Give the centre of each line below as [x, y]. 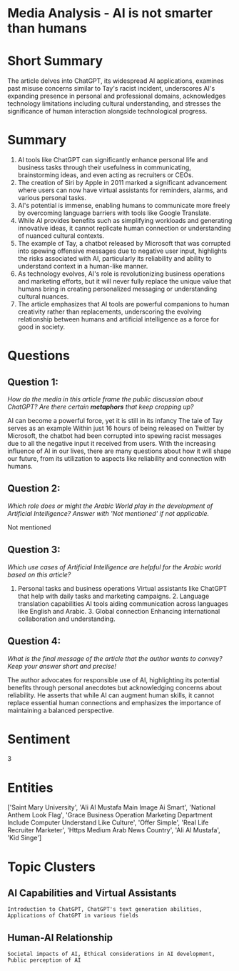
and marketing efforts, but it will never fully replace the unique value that [124, 282]
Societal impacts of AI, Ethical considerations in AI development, [111, 954]
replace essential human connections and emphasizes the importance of [114, 702]
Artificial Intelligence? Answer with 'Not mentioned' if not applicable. [108, 513]
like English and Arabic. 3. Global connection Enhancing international [119, 611]
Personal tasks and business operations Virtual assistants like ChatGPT [122, 588]
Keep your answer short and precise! [62, 666]
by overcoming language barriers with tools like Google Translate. [115, 213]
